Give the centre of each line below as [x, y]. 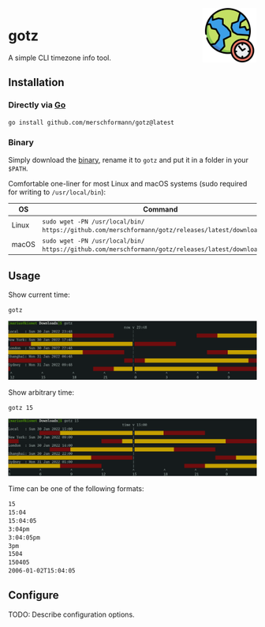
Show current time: [39, 295]
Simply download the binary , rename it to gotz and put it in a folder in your [128, 160]
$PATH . [18, 168]
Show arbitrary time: [41, 392]
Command [160, 209]
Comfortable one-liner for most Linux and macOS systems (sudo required [128, 183]
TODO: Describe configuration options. [72, 614]
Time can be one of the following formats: [76, 489]
